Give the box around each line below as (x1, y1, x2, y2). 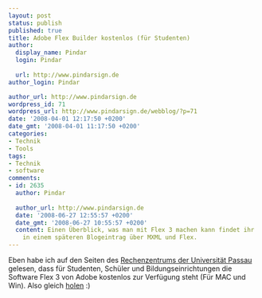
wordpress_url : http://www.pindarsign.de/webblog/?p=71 (8, 108, 197, 116)
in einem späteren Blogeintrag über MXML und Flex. (22, 233, 197, 241)
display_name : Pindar (15, 49, 88, 57)
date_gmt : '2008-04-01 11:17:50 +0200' (8, 123, 141, 131)
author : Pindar (15, 189, 66, 197)
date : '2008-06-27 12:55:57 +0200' (15, 211, 134, 219)
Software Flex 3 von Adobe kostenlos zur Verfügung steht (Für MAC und (8, 273, 246, 281)
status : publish (8, 19, 62, 27)
